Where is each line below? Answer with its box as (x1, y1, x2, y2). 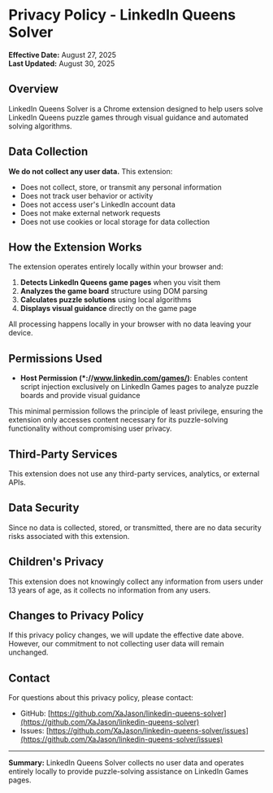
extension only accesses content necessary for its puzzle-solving (8, 415, 229, 425)
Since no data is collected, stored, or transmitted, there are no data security (8, 523, 262, 532)
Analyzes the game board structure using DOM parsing (19, 287, 208, 296)
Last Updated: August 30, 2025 (8, 59, 115, 68)
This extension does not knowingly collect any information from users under (8, 576, 264, 586)
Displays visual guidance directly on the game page (19, 304, 197, 313)
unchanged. (8, 647, 49, 657)
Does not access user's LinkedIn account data (19, 199, 176, 209)
